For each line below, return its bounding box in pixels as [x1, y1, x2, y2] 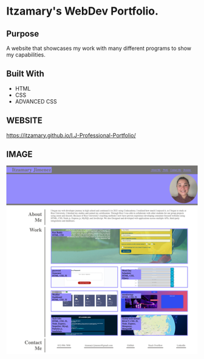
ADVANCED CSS [15, 97, 57, 105]
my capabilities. [6, 51, 46, 58]
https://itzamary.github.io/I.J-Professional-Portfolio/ [6, 131, 136, 139]
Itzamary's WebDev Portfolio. [6, 4, 159, 18]
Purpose [6, 29, 39, 39]
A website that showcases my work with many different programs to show [6, 44, 192, 52]
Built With [6, 69, 44, 79]
